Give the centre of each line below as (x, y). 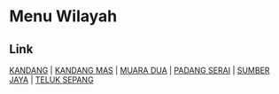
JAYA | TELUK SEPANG (52, 80)
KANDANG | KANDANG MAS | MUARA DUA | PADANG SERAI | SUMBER (139, 70)
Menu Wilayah (63, 16)
